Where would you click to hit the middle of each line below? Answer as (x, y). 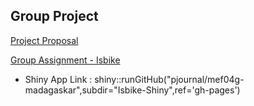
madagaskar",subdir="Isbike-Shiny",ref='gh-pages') (132, 90)
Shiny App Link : (58, 79)
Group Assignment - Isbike (65, 60)
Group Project (54, 16)
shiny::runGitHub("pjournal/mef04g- (169, 79)
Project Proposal (44, 40)
